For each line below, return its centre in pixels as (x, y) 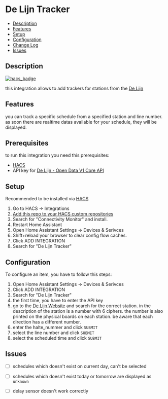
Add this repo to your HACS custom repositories (63, 214)
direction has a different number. (47, 322)
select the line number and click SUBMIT (54, 333)
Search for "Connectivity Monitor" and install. (60, 220)
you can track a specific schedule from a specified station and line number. (84, 116)
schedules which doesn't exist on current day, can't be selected (79, 366)
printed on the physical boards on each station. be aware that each (83, 316)
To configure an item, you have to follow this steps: (59, 274)
